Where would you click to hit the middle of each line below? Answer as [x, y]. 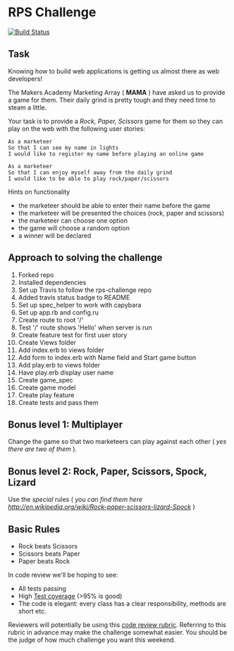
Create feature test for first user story [73, 335]
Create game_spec [45, 380]
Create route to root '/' [51, 319]
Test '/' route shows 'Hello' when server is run [85, 327]
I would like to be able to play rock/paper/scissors [89, 178]
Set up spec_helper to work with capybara [80, 305]
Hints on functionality [39, 192]
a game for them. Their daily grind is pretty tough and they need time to [112, 100]
